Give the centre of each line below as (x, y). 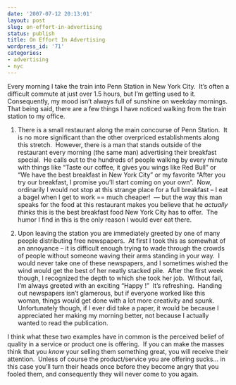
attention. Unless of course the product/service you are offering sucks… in (116, 359)
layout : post (26, 20)
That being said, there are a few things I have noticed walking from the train (117, 108)
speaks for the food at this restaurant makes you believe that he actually (123, 204)
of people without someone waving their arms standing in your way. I (119, 255)
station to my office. (36, 116)
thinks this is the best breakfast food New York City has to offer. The (118, 212)
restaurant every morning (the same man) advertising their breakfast (117, 152)
